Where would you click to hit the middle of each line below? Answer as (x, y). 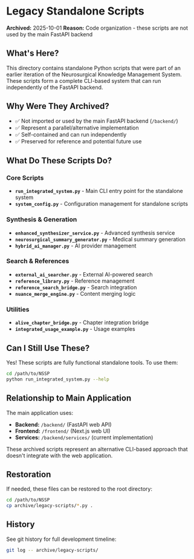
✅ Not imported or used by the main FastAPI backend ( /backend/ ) (96, 121)
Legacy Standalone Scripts (76, 11)
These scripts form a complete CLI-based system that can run (84, 80)
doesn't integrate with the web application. (60, 456)
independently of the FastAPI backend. (55, 87)
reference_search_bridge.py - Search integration (76, 287)
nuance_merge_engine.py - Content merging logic (75, 293)
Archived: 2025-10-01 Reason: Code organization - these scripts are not (97, 28)
